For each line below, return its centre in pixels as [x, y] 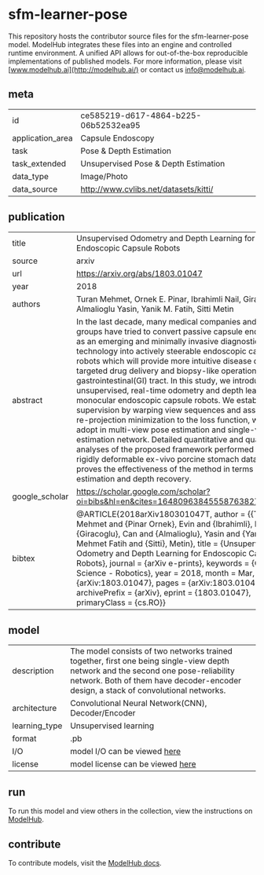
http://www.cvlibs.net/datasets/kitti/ [147, 189]
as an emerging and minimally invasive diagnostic [167, 341]
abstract [27, 400]
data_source [35, 189]
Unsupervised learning [112, 726]
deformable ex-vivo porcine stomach [170, 459]
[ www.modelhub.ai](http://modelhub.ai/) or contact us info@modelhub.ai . [127, 69]
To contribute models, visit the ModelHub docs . [85, 863]
